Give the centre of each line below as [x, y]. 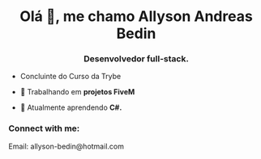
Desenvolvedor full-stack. [136, 59]
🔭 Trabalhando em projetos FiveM [77, 92]
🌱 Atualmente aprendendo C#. [71, 107]
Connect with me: [44, 128]
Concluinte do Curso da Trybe [71, 77]
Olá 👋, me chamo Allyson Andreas [136, 17]
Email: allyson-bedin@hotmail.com [66, 146]
